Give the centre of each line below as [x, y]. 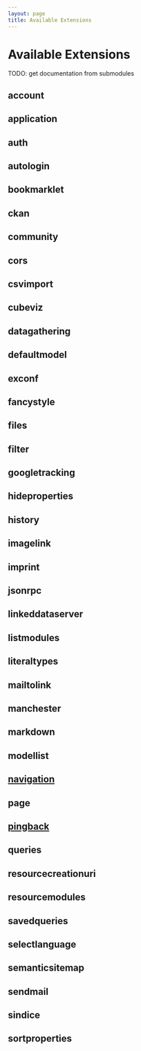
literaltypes [33, 661]
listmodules [34, 638]
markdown [31, 732]
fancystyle [31, 402]
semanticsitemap [46, 968]
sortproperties [40, 1039]
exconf [23, 378]
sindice [24, 1015]
